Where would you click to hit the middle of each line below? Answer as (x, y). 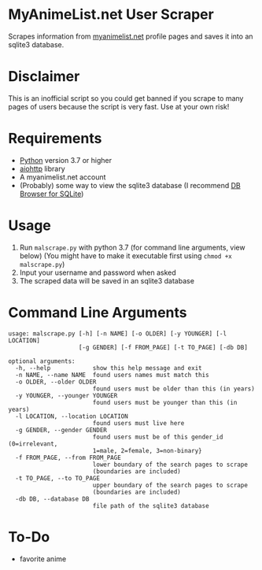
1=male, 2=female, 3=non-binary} (147, 450)
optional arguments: (42, 361)
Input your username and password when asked (98, 272)
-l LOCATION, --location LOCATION (72, 416)
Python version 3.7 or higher (66, 160)
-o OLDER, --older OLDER (56, 382)
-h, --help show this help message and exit (109, 368)
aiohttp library (42, 168)
